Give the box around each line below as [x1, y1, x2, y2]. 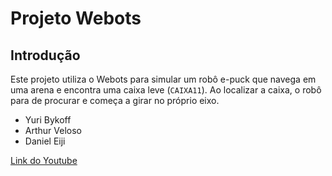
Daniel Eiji [24, 135, 66, 147]
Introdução [10, 47, 81, 64]
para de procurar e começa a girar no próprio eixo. [10, 95, 220, 106]
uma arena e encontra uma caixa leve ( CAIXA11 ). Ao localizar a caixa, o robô [10, 84, 322, 96]
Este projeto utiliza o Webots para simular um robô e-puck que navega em [10, 73, 317, 85]
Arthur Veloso [24, 125, 82, 136]
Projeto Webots [10, 7, 142, 30]
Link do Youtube [10, 155, 78, 166]
